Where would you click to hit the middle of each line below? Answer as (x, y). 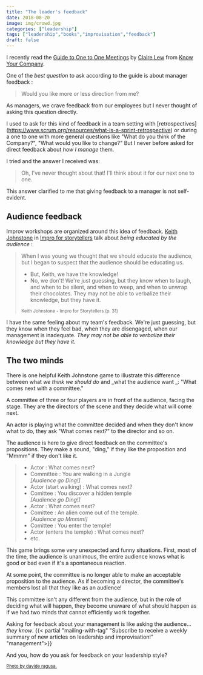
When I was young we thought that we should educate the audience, (107, 256)
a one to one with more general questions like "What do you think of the (96, 136)
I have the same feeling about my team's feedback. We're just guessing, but (101, 322)
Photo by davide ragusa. (32, 666)
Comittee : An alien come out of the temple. (85, 512)
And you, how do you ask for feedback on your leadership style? (87, 655)
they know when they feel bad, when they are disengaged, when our (92, 329)
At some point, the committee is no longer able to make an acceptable (94, 574)
